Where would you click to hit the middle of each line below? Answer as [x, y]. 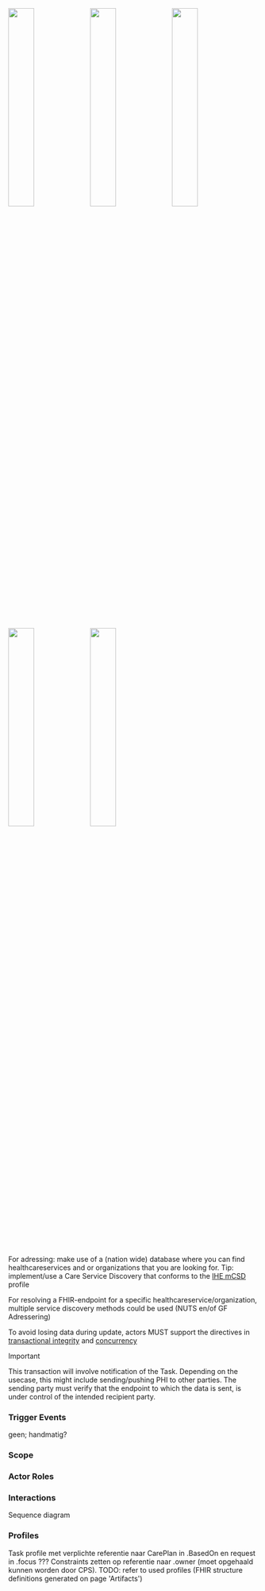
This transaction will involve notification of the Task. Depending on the [123, 1371]
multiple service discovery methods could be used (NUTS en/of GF [118, 1308]
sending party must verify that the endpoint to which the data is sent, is [125, 1388]
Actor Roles [31, 1477]
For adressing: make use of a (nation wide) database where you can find [127, 1259]
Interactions [32, 1498]
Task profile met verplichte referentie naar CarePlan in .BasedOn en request [132, 1553]
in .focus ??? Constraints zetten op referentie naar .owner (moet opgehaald [131, 1562]
